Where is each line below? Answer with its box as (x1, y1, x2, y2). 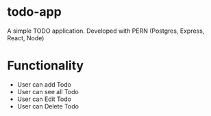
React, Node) (7, 33, 45, 42)
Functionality (7, 58, 84, 74)
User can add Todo (16, 80, 72, 89)
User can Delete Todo (16, 102, 79, 110)
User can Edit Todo (16, 95, 72, 103)
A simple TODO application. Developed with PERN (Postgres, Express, (7, 27, 205, 35)
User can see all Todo (16, 87, 79, 96)
